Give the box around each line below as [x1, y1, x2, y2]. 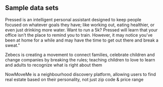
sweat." [5, 42, 20, 48]
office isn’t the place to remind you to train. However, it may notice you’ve [5, 32, 153, 38]
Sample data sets [5, 4, 59, 12]
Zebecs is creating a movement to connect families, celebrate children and [5, 52, 155, 58]
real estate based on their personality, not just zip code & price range [5, 76, 144, 82]
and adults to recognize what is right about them [5, 62, 102, 68]
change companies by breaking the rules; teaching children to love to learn [5, 57, 156, 62]
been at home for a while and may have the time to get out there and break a [5, 37, 159, 43]
